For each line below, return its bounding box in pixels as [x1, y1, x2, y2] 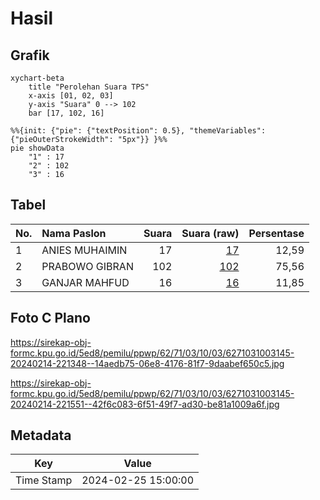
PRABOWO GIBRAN [41, 259, 134, 273]
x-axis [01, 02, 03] [28, 91, 114, 101]
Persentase [248, 226, 305, 240]
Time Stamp [15, 473, 73, 487]
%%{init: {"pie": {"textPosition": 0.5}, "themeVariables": [10, 126, 267, 136]
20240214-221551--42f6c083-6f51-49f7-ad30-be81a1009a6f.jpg [10, 398, 280, 410]
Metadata [10, 427, 72, 444]
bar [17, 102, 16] [28, 108, 105, 118]
